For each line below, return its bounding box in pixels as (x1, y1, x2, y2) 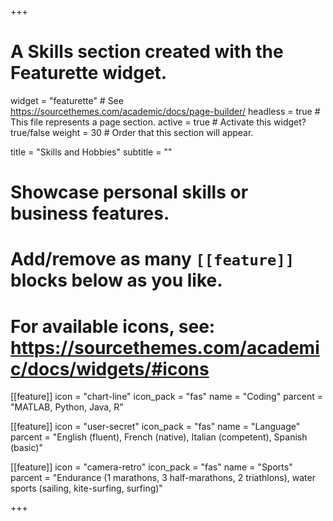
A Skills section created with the (10, 41, 284, 63)
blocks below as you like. (10, 269, 223, 292)
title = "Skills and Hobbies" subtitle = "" (10, 146, 173, 158)
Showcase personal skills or (10, 181, 249, 204)
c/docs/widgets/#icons (10, 357, 210, 380)
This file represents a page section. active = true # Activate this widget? (10, 116, 307, 128)
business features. (10, 202, 170, 225)
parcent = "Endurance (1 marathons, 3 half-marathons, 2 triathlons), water (10, 472, 316, 484)
